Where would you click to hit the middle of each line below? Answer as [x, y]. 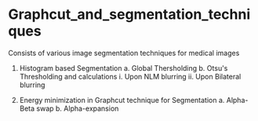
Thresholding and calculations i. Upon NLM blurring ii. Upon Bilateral [130, 76]
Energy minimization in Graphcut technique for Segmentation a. [122, 100]
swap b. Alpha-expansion [78, 108]
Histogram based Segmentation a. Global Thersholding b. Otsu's [124, 68]
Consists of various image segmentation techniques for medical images [124, 53]
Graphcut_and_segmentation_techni [129, 15]
